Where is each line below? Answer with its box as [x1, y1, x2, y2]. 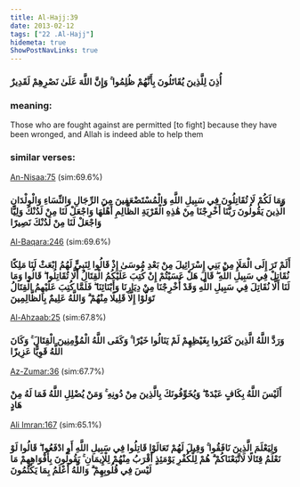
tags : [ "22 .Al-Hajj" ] [10, 29, 94, 38]
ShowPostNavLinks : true [10, 46, 99, 55]
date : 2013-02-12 [10, 21, 75, 30]
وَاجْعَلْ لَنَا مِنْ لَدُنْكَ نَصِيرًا [10, 215, 101, 228]
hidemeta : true [10, 37, 67, 47]
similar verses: [10, 151, 76, 164]
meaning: [10, 99, 53, 111]
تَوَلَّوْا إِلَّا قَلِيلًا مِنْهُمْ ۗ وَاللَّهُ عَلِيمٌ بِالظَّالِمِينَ [10, 291, 155, 304]
